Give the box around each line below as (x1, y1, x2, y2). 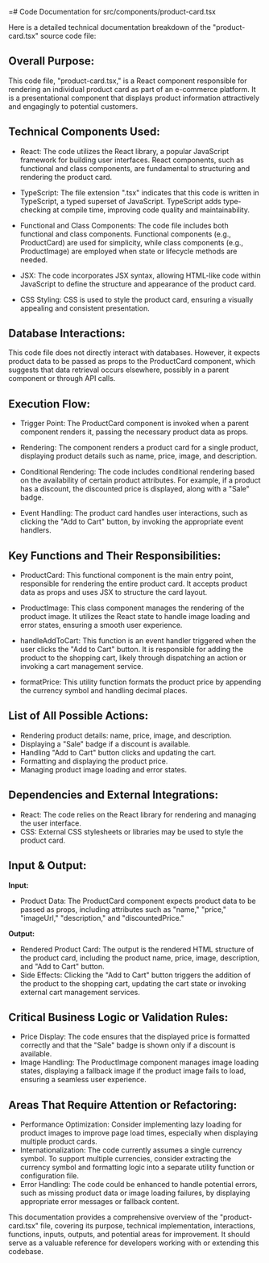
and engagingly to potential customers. (8, 101, 139, 111)
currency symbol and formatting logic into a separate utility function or (19, 1162, 255, 1173)
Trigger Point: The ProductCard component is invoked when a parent (19, 419, 250, 429)
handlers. (19, 525, 52, 535)
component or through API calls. (8, 374, 116, 383)
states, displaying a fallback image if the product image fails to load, (19, 1066, 246, 1076)
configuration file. (19, 1171, 79, 1181)
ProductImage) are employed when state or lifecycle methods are (19, 246, 238, 256)
